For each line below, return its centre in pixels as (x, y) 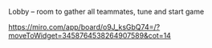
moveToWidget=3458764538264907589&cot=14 (90, 36)
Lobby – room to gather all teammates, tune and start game (106, 12)
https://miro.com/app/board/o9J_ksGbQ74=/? (84, 27)
